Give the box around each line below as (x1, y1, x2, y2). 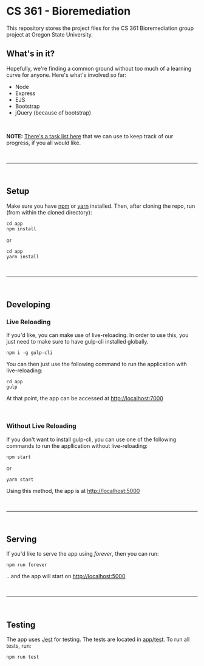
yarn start (6, 476, 34, 483)
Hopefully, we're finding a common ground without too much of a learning (6, 65, 192, 72)
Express (15, 90, 36, 97)
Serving (6, 534, 37, 544)
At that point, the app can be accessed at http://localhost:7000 (6, 395, 164, 402)
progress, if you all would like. (6, 139, 81, 146)
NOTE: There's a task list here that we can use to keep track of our (6, 132, 174, 140)
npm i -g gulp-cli (6, 350, 53, 356)
